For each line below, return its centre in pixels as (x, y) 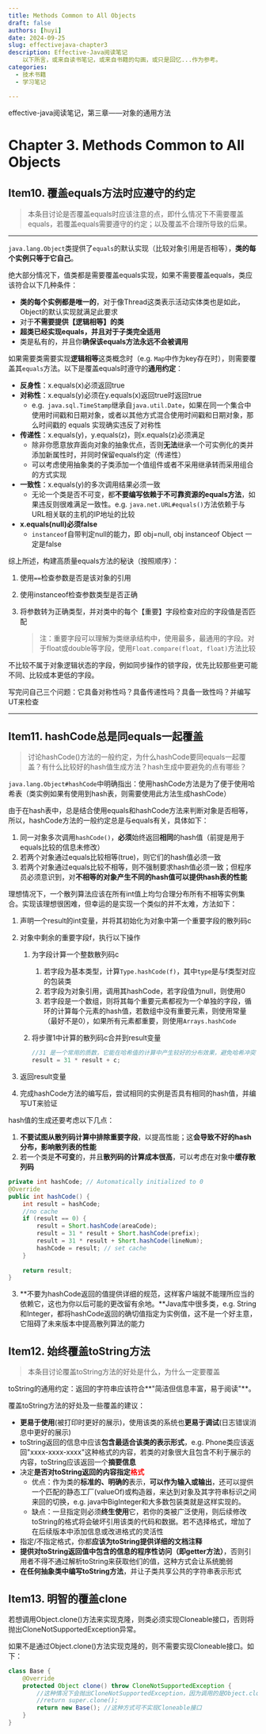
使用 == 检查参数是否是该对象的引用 (76, 577)
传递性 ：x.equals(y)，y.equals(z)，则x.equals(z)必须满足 (112, 434)
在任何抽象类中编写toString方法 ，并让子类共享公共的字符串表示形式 (130, 1571)
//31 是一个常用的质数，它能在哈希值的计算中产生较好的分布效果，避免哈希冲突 (143, 1053)
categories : (28, 67)
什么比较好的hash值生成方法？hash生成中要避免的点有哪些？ (148, 767)
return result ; (47, 1270)
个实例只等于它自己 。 (43, 258)
